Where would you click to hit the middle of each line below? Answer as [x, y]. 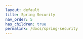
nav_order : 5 [19, 19]
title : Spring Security [30, 15]
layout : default [22, 10]
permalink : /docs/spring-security [42, 29]
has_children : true [26, 24]
